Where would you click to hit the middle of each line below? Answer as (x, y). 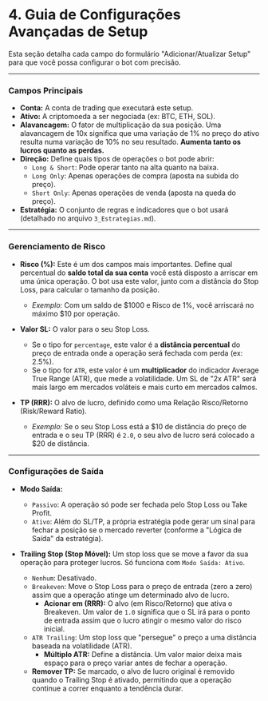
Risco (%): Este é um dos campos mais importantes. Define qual (126, 264)
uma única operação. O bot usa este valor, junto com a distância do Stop (139, 281)
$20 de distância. (60, 443)
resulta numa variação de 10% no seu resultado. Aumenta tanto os (130, 142)
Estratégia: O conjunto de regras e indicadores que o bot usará (124, 210)
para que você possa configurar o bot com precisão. (95, 62)
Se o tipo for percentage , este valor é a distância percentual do (136, 345)
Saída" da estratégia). (67, 538)
